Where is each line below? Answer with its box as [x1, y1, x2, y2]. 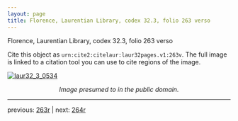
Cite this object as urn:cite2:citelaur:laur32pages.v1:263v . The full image [7, 50, 227, 59]
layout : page [7, 10, 46, 18]
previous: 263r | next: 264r [7, 105, 86, 114]
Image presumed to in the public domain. [59, 85, 179, 93]
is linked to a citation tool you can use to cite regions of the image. [7, 57, 201, 66]
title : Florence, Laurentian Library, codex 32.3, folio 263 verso [7, 17, 211, 24]
